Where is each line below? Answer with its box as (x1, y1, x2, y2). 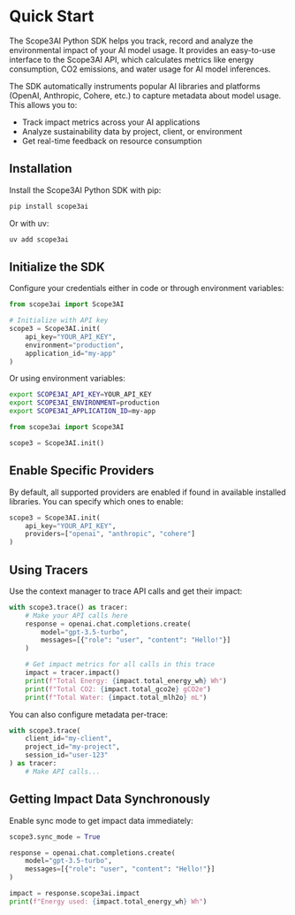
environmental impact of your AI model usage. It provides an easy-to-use (9, 44, 276, 55)
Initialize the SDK (9, 259, 106, 274)
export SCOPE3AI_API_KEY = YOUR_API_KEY (9, 390, 152, 399)
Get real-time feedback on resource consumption (21, 135, 202, 146)
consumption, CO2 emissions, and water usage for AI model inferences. (9, 64, 271, 74)
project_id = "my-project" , (25, 742, 121, 751)
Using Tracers (9, 562, 88, 577)
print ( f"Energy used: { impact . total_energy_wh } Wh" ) (9, 896, 208, 906)
